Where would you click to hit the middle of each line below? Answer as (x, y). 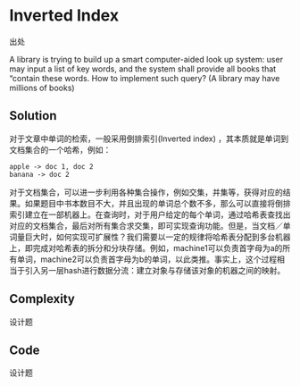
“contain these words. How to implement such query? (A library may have (145, 78)
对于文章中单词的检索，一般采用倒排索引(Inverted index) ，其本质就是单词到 (149, 138)
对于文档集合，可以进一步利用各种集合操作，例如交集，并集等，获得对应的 (146, 192)
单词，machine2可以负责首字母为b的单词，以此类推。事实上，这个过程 (147, 259)
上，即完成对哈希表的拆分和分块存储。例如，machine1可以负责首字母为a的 (146, 248)
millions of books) (42, 88)
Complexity (42, 299)
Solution (33, 116)
